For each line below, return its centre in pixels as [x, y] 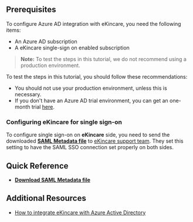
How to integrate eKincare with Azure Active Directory [80, 212]
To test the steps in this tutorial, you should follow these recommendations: [97, 76]
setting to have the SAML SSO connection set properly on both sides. [90, 147]
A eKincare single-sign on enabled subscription [72, 48]
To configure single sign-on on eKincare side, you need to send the [88, 135]
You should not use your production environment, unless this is [91, 88]
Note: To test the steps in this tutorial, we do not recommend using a [103, 59]
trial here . [43, 107]
